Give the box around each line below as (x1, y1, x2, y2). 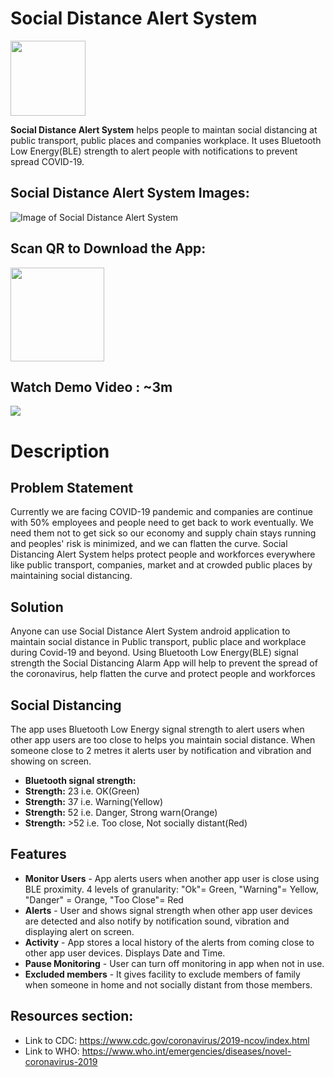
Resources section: (10, 1008, 134, 1025)
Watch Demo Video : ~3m (10, 378, 173, 396)
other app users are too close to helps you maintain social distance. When (10, 734, 316, 746)
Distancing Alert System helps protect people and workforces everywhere (10, 548, 316, 561)
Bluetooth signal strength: (24, 775, 137, 786)
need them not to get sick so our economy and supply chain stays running (10, 527, 317, 539)
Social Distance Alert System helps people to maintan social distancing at (10, 123, 318, 136)
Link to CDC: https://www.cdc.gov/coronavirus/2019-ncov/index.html (24, 1034, 310, 1046)
